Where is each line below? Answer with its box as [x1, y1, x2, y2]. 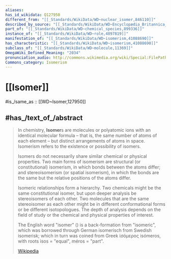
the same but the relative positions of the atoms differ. [17, 175, 131, 181]
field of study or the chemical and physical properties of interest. [17, 212, 154, 218]
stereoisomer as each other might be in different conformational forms [17, 201, 165, 207]
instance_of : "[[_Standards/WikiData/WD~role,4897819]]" [5, 31, 129, 36]
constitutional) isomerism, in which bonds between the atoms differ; [17, 164, 161, 170]
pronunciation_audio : [5, 55, 51, 60]
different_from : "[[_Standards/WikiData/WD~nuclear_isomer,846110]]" [5, 17, 156, 22]
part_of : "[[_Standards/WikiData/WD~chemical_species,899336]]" [5, 27, 145, 32]
